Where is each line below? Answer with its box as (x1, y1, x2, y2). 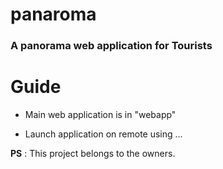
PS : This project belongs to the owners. (10, 148, 176, 160)
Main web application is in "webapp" (24, 109, 177, 121)
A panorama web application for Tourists (10, 39, 213, 53)
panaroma (10, 3, 97, 26)
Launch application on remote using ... (24, 128, 183, 140)
